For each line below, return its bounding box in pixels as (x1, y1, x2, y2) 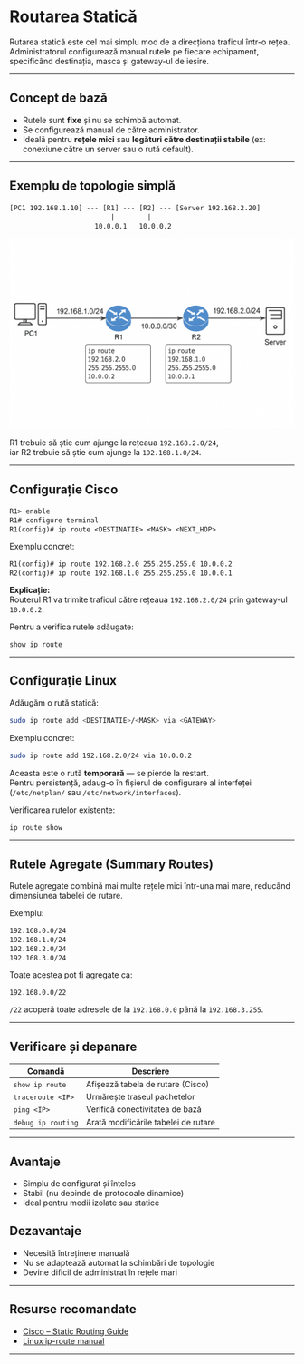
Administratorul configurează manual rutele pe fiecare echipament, (9, 45, 260, 56)
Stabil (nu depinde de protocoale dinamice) (22, 1187, 185, 1198)
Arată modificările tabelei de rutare (85, 1116, 215, 1127)
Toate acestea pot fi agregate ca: (9, 969, 133, 980)
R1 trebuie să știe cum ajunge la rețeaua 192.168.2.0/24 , (9, 437, 219, 448)
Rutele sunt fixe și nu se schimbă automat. (22, 114, 182, 125)
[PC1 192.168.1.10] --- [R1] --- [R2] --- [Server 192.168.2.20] (9, 203, 261, 212)
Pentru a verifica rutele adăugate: (9, 621, 134, 632)
